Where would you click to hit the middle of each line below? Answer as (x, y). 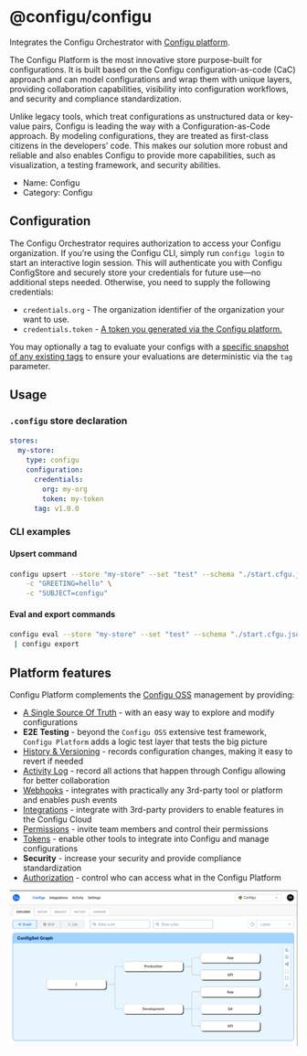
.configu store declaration (69, 421)
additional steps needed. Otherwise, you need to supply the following (140, 282)
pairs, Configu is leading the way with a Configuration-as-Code (151, 126)
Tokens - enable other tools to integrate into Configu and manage (146, 838)
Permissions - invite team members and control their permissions (145, 828)
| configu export (46, 645)
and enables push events (70, 800)
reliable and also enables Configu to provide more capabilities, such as (143, 155)
